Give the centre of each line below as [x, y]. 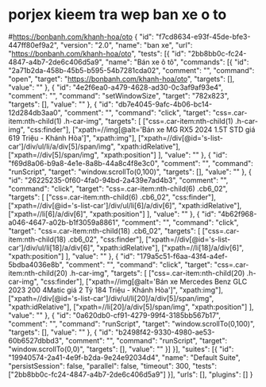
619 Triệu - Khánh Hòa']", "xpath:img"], [72, 137]
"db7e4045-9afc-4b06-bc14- [164, 104]
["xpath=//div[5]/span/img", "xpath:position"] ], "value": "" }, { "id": [118, 155]
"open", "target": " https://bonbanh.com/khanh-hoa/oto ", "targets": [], [121, 79]
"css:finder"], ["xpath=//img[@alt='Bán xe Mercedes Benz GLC [144, 281]
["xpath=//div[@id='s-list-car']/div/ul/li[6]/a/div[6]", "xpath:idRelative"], [125, 205]
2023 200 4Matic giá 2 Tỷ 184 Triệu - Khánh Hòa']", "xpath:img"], [116, 290]
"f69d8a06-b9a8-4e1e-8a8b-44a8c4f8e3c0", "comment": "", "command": [131, 163]
